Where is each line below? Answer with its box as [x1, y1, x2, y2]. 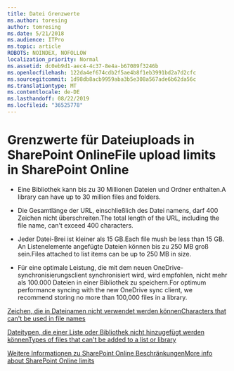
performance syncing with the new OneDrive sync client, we [17, 285, 193, 294]
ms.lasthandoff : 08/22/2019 [7, 96, 90, 103]
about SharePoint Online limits [7, 356, 95, 365]
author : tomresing [7, 23, 61, 30]
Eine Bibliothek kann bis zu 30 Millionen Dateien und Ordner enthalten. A [17, 185, 226, 193]
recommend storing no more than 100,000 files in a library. [17, 293, 188, 301]
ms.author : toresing [7, 17, 68, 24]
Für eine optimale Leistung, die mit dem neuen [17, 263, 152, 271]
